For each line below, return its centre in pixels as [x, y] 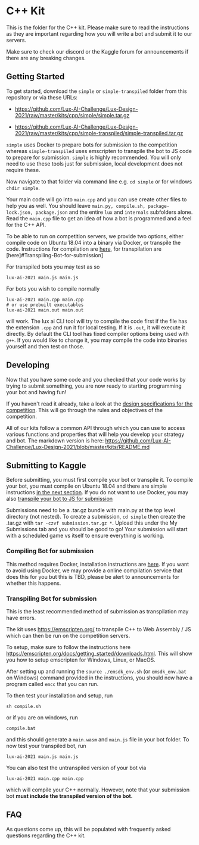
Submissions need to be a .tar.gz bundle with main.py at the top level [91, 510]
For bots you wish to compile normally [53, 289]
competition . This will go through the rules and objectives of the [84, 410]
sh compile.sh [24, 706]
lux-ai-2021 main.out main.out [45, 310]
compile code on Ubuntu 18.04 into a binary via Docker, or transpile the [94, 242]
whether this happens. [34, 583]
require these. [23, 170]
